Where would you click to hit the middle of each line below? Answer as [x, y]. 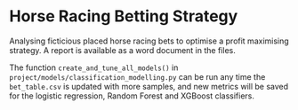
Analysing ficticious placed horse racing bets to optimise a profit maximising [149, 41]
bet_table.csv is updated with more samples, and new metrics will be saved [149, 86]
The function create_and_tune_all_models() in [94, 67]
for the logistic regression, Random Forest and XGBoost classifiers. [132, 96]
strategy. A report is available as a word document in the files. [122, 50]
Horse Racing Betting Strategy [124, 16]
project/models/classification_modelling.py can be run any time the [137, 76]
